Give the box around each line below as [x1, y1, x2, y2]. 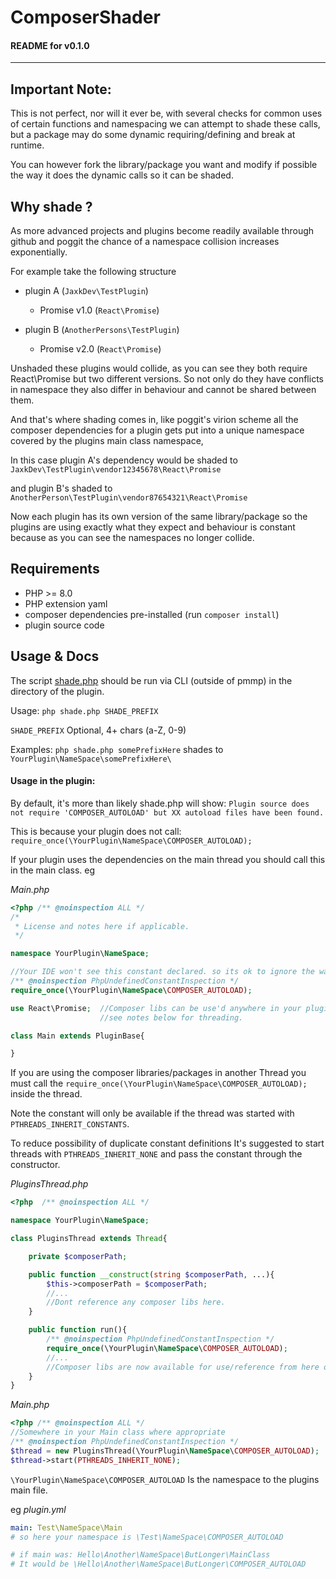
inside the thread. [10, 1088, 83, 1100]
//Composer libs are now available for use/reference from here [46, 1362, 320, 1372]
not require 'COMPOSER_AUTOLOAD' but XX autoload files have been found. [10, 807, 325, 818]
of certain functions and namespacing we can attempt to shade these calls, [10, 118, 321, 130]
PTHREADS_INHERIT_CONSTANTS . [10, 1118, 130, 1130]
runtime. [10, 139, 45, 151]
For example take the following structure [10, 266, 177, 278]
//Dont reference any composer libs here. [46, 1297, 226, 1308]
